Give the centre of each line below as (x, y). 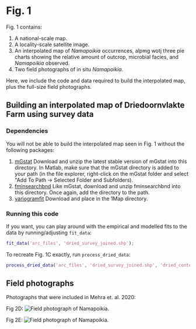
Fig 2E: (15, 320)
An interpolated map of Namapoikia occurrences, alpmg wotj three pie (99, 50)
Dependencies (27, 131)
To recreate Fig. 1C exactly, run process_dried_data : (68, 254)
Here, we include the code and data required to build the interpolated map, (96, 81)
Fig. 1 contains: (24, 27)
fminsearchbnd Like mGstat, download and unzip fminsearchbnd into (97, 186)
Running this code (32, 213)
